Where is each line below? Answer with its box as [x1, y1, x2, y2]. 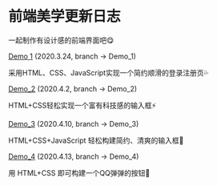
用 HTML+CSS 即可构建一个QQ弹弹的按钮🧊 [8, 168, 151, 177]
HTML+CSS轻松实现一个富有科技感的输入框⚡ [8, 100, 157, 110]
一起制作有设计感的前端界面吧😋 [8, 35, 115, 45]
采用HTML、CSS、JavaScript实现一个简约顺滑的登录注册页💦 [8, 67, 209, 77]
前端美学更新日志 [8, 7, 122, 26]
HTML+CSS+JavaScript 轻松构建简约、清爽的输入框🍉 [8, 135, 184, 145]
